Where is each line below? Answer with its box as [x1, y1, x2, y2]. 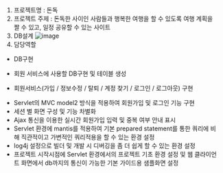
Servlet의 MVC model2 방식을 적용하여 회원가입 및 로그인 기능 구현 [13, 99, 195, 106]
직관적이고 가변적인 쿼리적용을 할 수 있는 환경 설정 [21, 133, 155, 141]
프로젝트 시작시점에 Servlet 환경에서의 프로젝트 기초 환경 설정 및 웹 [13, 150, 193, 158]
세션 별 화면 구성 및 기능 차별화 [13, 107, 96, 115]
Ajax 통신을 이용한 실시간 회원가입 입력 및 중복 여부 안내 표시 [13, 116, 176, 124]
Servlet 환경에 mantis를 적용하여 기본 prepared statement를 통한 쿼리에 [13, 124, 209, 132]
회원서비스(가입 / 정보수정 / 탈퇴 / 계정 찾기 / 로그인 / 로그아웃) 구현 [13, 84, 193, 92]
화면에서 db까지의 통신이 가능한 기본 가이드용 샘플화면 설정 [21, 159, 179, 167]
